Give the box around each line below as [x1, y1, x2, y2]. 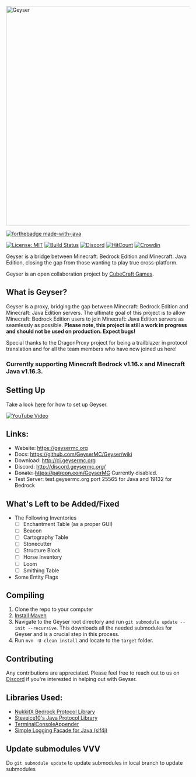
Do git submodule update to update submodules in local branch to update [6, 759, 183, 766]
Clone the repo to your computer [14, 606, 93, 613]
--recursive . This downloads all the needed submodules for [27, 624, 172, 631]
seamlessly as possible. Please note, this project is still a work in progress [6, 321, 187, 328]
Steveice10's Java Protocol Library [14, 714, 98, 721]
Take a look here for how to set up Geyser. [6, 401, 108, 408]
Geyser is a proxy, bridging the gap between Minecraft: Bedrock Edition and [6, 302, 188, 310]
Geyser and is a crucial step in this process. [14, 631, 120, 638]
